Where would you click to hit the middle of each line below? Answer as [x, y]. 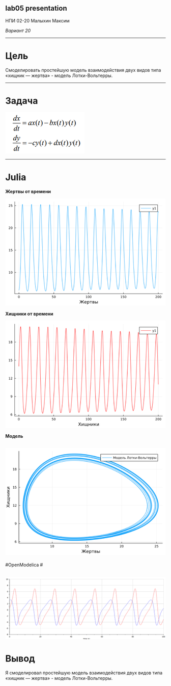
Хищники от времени [29, 313]
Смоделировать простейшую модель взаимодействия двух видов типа [83, 70]
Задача [22, 101]
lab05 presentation [36, 8]
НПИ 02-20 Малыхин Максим [37, 20]
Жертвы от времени [28, 191]
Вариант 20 [18, 31]
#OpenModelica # [24, 565]
